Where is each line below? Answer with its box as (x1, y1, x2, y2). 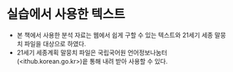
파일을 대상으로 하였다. (24, 39, 87, 48)
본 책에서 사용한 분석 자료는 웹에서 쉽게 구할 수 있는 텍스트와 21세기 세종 (16, 31, 213, 39)
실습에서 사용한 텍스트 (6, 6, 125, 22)
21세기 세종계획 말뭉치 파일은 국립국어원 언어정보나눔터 (16, 48, 167, 57)
